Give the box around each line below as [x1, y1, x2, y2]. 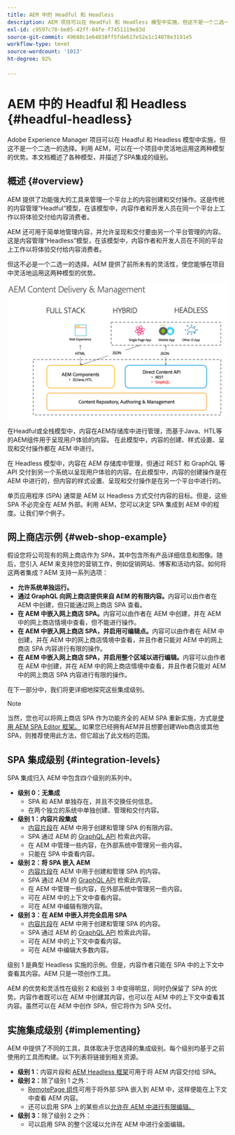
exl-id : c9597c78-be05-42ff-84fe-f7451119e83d [7, 26, 145, 33]
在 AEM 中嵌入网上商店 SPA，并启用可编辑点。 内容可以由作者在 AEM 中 [17, 627, 225, 635]
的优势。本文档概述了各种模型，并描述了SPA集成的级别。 [7, 152, 173, 161]
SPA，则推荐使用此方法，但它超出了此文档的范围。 [7, 731, 154, 740]
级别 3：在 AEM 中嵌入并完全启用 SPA [17, 911, 127, 919]
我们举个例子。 [25, 509, 69, 517]
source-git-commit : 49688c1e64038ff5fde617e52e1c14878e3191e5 [7, 34, 192, 41]
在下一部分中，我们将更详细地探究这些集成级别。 [7, 686, 148, 694]
